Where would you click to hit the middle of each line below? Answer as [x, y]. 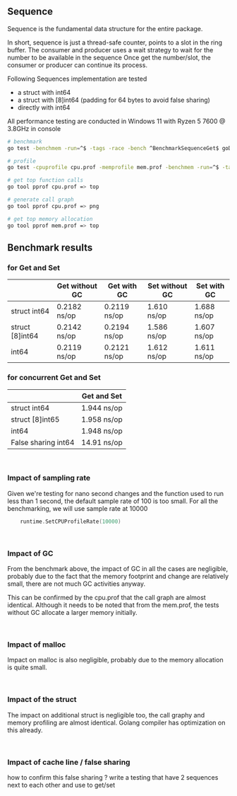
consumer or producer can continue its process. [78, 65]
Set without [168, 286]
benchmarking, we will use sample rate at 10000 [78, 508]
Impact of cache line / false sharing [69, 762]
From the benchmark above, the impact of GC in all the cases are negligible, [118, 569]
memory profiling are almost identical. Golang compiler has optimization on [116, 722]
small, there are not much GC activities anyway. [77, 584]
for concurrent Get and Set [54, 378]
